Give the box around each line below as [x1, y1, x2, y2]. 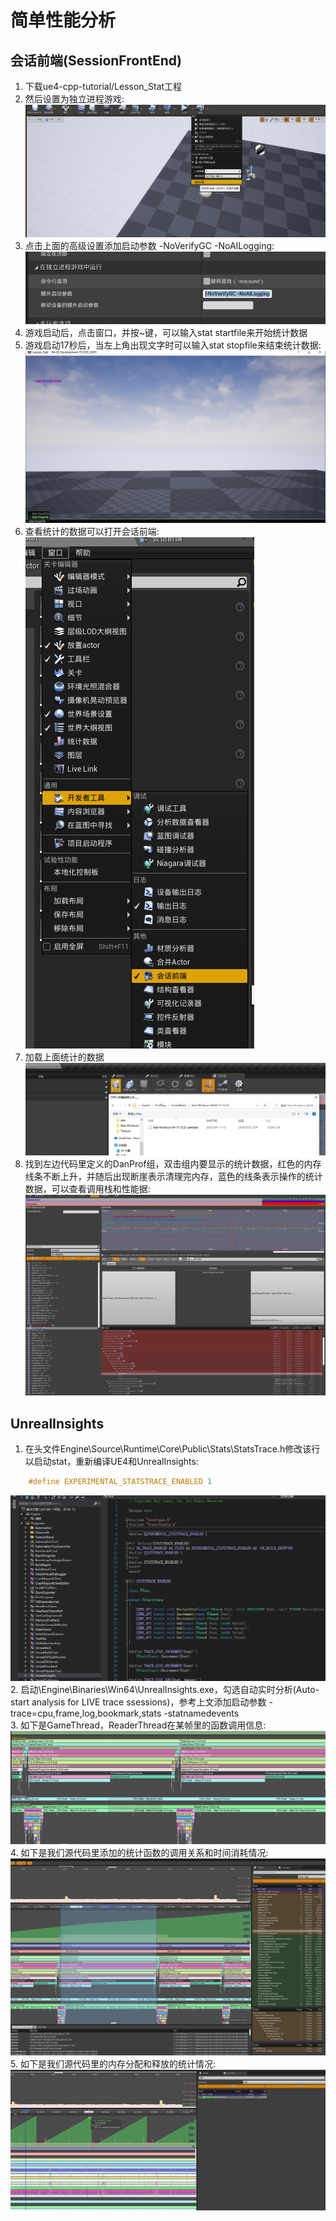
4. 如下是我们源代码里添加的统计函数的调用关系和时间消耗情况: [10, 1846, 269, 1858]
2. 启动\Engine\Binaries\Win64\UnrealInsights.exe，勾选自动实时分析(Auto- [10, 1683, 320, 1695]
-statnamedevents [163, 1707, 240, 1719]
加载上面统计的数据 [24, 1051, 105, 1063]
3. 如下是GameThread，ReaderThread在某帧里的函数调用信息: [10, 1719, 267, 1731]
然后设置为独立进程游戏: [24, 93, 125, 105]
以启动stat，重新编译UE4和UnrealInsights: [24, 1456, 199, 1468]
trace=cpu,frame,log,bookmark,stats [10, 1707, 162, 1719]
